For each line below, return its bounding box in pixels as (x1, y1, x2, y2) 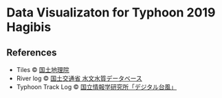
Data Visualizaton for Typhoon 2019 (6, 5, 216, 21)
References (6, 47, 57, 58)
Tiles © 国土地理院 (16, 66, 69, 73)
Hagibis (6, 19, 52, 35)
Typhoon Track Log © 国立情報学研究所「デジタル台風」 (16, 83, 177, 90)
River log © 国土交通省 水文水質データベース (16, 74, 142, 82)
